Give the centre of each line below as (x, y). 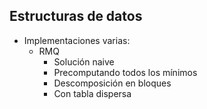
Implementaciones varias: (77, 40)
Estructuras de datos (76, 16)
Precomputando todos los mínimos (125, 72)
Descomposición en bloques (112, 83)
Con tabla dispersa (92, 93)
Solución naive (84, 61)
